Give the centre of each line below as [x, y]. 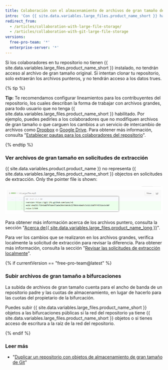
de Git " [20, 362]
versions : [15, 37]
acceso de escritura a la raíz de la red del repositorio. [60, 323]
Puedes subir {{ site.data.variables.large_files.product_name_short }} [76, 307]
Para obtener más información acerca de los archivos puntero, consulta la [81, 222]
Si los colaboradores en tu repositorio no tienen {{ [57, 62]
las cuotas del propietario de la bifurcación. [50, 297]
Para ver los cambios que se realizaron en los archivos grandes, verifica [79, 237]
